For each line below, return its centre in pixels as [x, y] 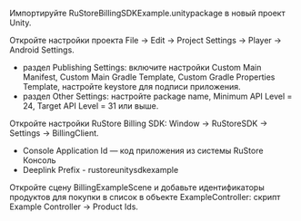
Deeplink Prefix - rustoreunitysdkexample [100, 170]
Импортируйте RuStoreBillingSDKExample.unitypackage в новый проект [147, 13]
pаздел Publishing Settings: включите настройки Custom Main [142, 67]
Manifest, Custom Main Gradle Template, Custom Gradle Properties [149, 77]
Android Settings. [42, 50]
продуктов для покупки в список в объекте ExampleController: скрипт [145, 197]
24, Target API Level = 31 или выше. [90, 106]
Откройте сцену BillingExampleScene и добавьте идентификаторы [137, 187]
